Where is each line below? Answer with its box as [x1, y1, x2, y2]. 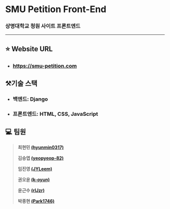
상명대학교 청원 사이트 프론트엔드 [5, 23, 81, 30]
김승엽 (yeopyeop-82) [17, 155, 64, 161]
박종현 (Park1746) [17, 198, 55, 204]
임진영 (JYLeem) [17, 165, 53, 172]
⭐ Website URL [5, 45, 53, 53]
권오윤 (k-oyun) [17, 176, 50, 183]
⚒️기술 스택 [5, 79, 38, 88]
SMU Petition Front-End [5, 4, 107, 15]
